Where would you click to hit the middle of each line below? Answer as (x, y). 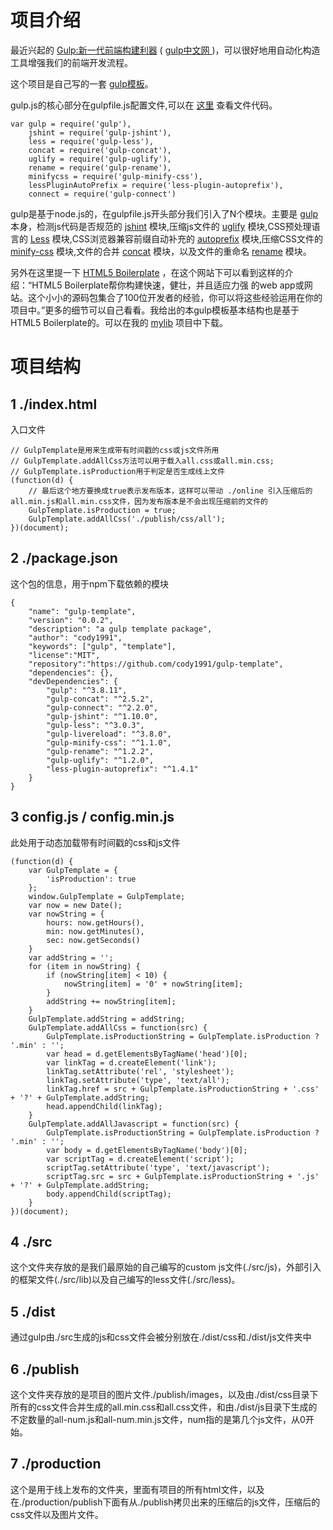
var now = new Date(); (75, 905)
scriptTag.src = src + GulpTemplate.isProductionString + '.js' (183, 1176)
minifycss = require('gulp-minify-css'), (115, 176)
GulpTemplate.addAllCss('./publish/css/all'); (127, 519)
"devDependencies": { (73, 681)
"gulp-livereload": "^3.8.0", (109, 734)
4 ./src (31, 1241)
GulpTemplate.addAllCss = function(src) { (118, 1027)
